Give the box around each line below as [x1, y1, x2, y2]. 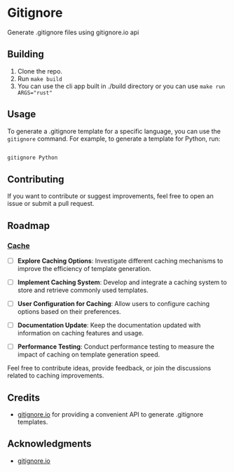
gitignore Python [7, 154, 58, 161]
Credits [7, 391, 41, 403]
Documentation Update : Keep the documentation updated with [17, 321, 201, 330]
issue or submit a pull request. [7, 200, 95, 208]
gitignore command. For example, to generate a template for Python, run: [7, 134, 221, 143]
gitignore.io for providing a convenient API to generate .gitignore [17, 410, 204, 419]
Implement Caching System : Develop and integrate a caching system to [17, 278, 228, 286]
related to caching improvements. [7, 371, 104, 380]
